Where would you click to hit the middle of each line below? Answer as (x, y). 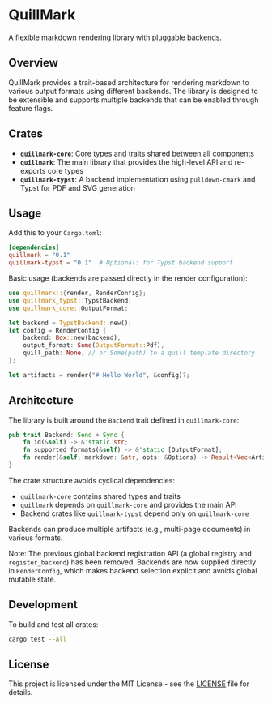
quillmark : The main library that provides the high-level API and (126, 162)
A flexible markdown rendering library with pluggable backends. (115, 37)
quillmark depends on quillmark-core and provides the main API (128, 504)
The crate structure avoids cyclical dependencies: (92, 480)
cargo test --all (38, 639)
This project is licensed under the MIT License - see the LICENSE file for (129, 684)
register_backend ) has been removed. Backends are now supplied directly (132, 562)
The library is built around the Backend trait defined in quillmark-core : (124, 420)
